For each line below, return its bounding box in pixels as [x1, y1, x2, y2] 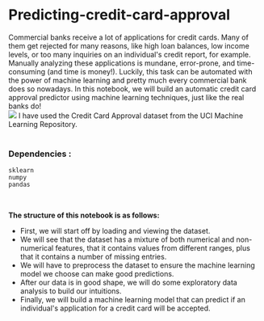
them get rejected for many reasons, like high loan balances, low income [8, 40, 250, 50]
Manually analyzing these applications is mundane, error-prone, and [8, 58, 236, 68]
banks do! [8, 101, 42, 111]
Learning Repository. [8, 119, 78, 129]
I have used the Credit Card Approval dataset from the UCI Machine [18, 111, 244, 120]
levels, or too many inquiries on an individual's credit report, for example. [8, 49, 251, 59]
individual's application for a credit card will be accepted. [19, 303, 212, 313]
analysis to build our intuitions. [19, 286, 122, 296]
